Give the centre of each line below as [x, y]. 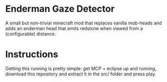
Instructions [32, 54]
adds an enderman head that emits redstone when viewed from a [74, 28]
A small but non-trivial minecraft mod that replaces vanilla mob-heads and [84, 23]
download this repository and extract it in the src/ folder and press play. [81, 74]
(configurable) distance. [31, 34]
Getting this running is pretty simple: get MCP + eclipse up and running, [81, 68]
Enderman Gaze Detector [60, 9]
